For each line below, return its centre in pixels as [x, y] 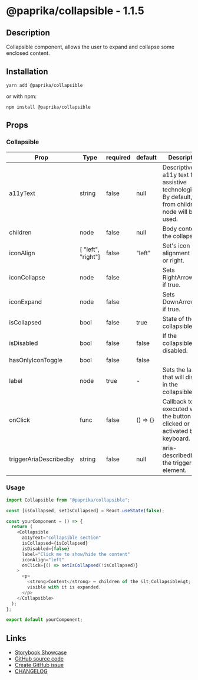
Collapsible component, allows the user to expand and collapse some [90, 47]
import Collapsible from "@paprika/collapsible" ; [68, 500]
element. [174, 470]
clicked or [176, 424]
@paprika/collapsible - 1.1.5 [75, 11]
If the [170, 336]
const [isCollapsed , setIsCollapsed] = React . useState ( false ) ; [85, 510]
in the [170, 384]
